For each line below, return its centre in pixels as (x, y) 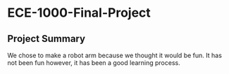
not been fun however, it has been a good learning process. (94, 63)
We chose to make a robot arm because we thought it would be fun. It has (114, 55)
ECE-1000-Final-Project (79, 13)
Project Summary (47, 39)
